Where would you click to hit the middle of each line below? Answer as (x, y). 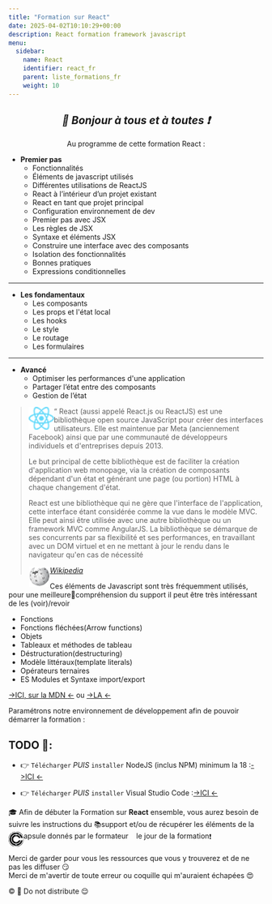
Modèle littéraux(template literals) (76, 662)
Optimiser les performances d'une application (108, 379)
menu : (17, 43)
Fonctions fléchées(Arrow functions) (81, 628)
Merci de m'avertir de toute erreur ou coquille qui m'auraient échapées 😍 (131, 876)
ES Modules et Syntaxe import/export (83, 679)
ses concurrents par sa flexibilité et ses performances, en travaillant (141, 538)
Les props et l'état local (71, 312)
